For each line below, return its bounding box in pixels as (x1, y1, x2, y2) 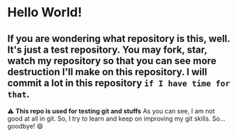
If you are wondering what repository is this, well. (7, 33, 231, 45)
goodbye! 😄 (7, 122, 44, 130)
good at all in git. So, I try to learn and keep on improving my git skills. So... (7, 114, 226, 123)
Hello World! (7, 4, 82, 21)
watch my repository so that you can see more (7, 55, 216, 67)
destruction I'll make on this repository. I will (7, 65, 207, 78)
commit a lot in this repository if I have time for (7, 77, 231, 89)
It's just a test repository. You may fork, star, (7, 43, 208, 55)
